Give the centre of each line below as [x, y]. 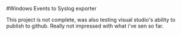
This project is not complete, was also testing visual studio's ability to [91, 20]
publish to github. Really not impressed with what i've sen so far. [85, 26]
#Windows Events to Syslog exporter [51, 8]
